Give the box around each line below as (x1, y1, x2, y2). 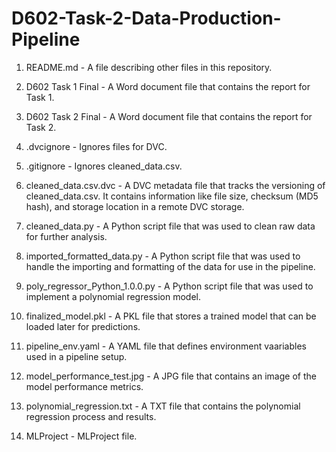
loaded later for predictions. (25, 320, 141, 332)
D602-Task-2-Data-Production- (11, 7, 282, 30)
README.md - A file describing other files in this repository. (25, 61, 273, 73)
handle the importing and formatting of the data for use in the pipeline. (25, 260, 316, 272)
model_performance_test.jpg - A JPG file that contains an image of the (25, 370, 317, 382)
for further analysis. (25, 230, 108, 242)
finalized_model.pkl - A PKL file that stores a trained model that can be (25, 310, 317, 322)
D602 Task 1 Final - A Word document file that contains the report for (25, 80, 311, 92)
